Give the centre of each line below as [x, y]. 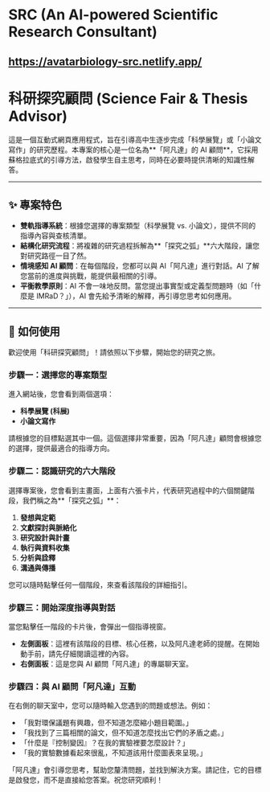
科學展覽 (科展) [45, 411]
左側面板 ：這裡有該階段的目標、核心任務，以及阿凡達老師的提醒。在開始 [139, 644]
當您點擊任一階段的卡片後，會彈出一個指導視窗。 [89, 627]
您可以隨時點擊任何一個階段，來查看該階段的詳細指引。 [100, 585]
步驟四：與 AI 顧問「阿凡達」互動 [72, 687]
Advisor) [38, 116]
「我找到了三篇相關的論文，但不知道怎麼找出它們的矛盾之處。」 [124, 732]
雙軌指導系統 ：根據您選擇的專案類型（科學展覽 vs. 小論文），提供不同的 [137, 226]
